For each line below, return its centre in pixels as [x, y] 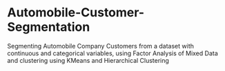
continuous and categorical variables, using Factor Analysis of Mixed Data [113, 53]
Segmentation [49, 27]
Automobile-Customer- [76, 13]
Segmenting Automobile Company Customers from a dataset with [101, 46]
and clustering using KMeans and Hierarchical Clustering [88, 60]
